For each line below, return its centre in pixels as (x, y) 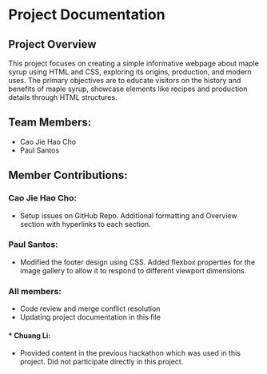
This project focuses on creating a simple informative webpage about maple (134, 63)
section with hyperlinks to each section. (86, 224)
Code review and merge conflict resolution (90, 308)
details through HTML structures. (63, 97)
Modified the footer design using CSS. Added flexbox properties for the (137, 262)
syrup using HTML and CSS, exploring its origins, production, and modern (130, 72)
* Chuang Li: (30, 335)
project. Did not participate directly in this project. (102, 362)
